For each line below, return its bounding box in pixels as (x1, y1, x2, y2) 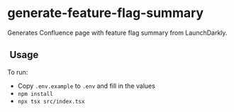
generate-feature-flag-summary (7, 5, 204, 21)
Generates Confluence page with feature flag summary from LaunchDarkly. (7, 28, 228, 37)
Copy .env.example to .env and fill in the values (17, 82, 156, 90)
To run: (7, 67, 28, 76)
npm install (17, 90, 53, 97)
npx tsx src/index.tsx (17, 98, 85, 105)
